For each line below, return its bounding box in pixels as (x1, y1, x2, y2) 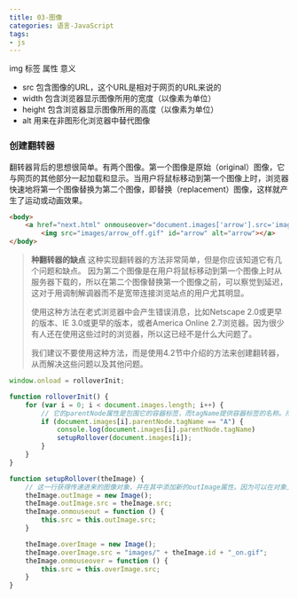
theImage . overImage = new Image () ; (25, 539, 157, 548)
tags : (9, 29, 29, 38)
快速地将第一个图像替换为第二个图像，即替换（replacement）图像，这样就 (9, 184, 281, 194)
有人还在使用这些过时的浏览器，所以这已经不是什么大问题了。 (30, 329, 257, 340)
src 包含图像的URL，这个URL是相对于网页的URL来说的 (21, 82, 222, 93)
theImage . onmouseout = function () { (25, 508, 165, 516)
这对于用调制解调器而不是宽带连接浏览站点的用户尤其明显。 (30, 287, 249, 298)
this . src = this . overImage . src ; (41, 564, 161, 573)
